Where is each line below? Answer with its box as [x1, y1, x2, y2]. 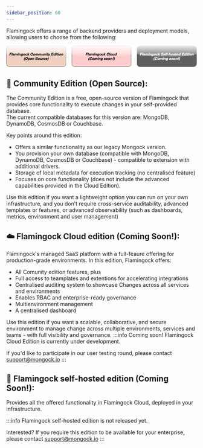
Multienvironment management [14, 301, 93, 308]
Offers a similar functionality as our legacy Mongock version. [14, 144, 167, 151]
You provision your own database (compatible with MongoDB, [14, 150, 169, 157]
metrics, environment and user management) [6, 213, 119, 220]
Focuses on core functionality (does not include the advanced [14, 176, 170, 183]
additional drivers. [14, 163, 60, 170]
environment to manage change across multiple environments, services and [6, 325, 195, 332]
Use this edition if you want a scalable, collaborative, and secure [6, 319, 167, 326]
